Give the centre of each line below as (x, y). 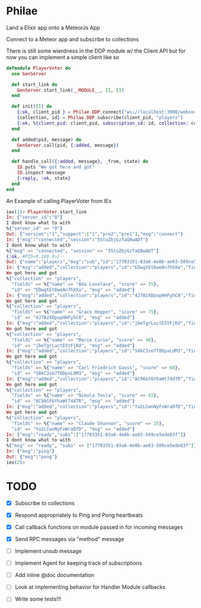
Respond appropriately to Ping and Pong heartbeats (79, 515)
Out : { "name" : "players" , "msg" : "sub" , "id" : (60, 262)
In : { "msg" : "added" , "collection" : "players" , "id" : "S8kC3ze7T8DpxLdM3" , (96, 351)
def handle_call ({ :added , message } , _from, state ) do (80, 162)
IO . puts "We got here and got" (56, 167)
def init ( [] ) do (32, 107)
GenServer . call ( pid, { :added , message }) (68, 145)
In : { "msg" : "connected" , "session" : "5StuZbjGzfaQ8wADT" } (77, 240)
